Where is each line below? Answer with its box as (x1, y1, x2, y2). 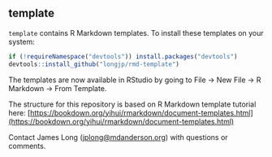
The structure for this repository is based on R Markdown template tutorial (8, 99, 257, 109)
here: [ (8, 107, 31, 117)
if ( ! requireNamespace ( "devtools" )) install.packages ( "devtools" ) (8, 52, 238, 60)
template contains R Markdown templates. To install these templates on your (8, 28, 264, 37)
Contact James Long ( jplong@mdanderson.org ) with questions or (8, 132, 229, 142)
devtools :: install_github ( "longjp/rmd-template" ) (8, 60, 180, 68)
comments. (8, 141, 46, 150)
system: (8, 37, 35, 46)
